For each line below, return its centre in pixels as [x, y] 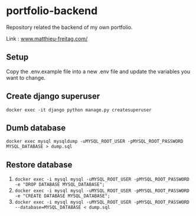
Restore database [39, 164]
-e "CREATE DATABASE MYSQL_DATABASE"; [62, 196]
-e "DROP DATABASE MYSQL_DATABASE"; [60, 185]
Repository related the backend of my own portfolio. [69, 27]
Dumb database [36, 128]
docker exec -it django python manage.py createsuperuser [79, 110]
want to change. [26, 77]
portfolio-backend [52, 11]
